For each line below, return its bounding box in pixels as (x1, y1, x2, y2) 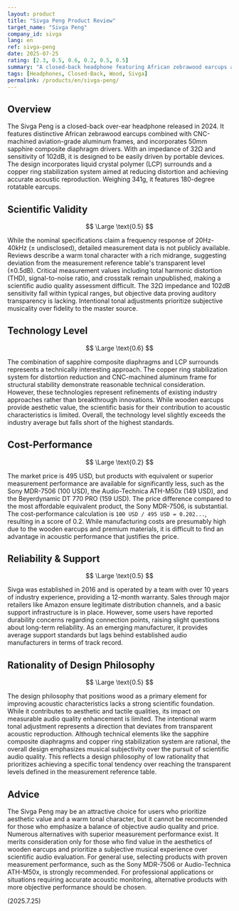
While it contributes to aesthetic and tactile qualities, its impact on (7, 707, 201, 716)
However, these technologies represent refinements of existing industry (7, 388, 218, 396)
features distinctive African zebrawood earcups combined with (7, 130, 192, 138)
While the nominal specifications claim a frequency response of (7, 236, 194, 245)
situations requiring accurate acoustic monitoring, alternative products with (7, 875, 228, 884)
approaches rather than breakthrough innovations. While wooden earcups (7, 395, 224, 403)
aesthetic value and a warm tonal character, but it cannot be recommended (7, 815, 228, 823)
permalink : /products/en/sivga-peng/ (7, 76, 119, 84)
